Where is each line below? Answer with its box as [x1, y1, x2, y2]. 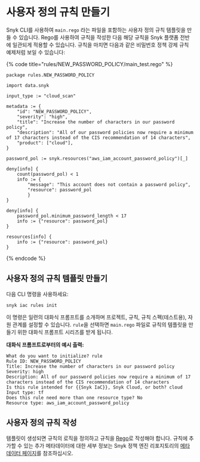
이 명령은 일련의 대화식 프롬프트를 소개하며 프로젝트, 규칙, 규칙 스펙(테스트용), [6, 314, 187, 321]
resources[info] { [6, 234, 52, 240]
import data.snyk [6, 82, 50, 88]
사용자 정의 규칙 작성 [6, 418, 77, 428]
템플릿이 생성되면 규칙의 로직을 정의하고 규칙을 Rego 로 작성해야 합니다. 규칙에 [6, 435, 188, 442]
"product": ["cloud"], [17, 139, 73, 146]
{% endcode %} [6, 255, 46, 262]
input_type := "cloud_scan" [6, 93, 76, 99]
